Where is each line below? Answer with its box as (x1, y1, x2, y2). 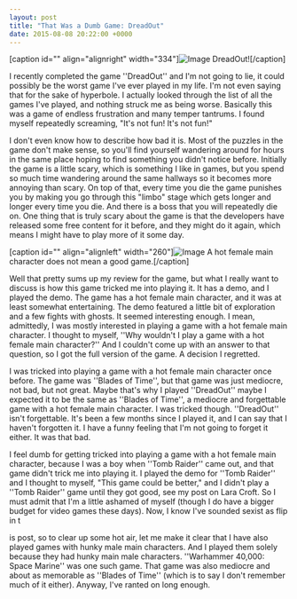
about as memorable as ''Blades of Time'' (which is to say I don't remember (9, 570, 285, 581)
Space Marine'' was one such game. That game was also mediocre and (9, 561, 270, 571)
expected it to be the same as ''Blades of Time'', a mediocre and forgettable (9, 394, 286, 405)
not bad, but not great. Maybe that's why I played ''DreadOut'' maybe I (9, 385, 268, 396)
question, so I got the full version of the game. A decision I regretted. (9, 349, 261, 359)
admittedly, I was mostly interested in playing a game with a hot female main (9, 320, 288, 331)
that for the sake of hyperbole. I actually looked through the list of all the (9, 90, 273, 100)
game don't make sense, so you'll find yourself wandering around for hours (9, 145, 285, 155)
